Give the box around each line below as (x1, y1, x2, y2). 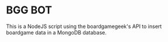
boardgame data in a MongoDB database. (6, 29, 107, 36)
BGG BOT (6, 3, 53, 17)
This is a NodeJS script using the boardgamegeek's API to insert (6, 23, 162, 30)
